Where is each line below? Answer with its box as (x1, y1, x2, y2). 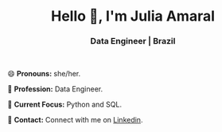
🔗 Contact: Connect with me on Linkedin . (7, 115, 143, 125)
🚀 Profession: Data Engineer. (7, 84, 103, 94)
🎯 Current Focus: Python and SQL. (7, 99, 123, 110)
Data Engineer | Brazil (90, 36, 176, 47)
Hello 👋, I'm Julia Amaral (50, 7, 216, 25)
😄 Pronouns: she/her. (7, 69, 81, 79)
